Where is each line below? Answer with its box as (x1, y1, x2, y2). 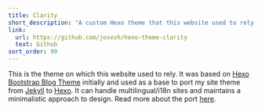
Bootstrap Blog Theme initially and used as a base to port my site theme (8, 77, 241, 87)
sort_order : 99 (8, 48, 58, 55)
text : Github (15, 41, 58, 48)
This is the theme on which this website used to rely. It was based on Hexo (8, 70, 249, 78)
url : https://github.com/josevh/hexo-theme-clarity (15, 33, 188, 41)
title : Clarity (8, 11, 58, 20)
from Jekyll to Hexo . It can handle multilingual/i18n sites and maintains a (8, 86, 242, 95)
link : (8, 26, 26, 34)
